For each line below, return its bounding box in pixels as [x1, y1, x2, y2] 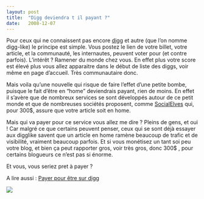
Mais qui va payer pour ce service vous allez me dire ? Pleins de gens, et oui [6, 119, 198, 126]
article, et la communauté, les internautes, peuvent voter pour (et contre [6, 50, 187, 57]
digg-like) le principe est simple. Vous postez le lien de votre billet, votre [6, 43, 188, 51]
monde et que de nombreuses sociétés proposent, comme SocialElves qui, [6, 100, 194, 108]
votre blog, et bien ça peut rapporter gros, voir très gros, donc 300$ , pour [6, 144, 194, 152]
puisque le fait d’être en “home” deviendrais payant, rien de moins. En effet [6, 88, 195, 95]
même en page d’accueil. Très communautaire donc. [6, 69, 138, 77]
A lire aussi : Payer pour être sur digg [6, 175, 99, 182]
